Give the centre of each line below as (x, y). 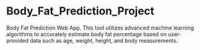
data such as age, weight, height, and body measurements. (104, 40)
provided (18, 40)
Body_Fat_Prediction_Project (80, 11)
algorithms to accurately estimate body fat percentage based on (87, 34)
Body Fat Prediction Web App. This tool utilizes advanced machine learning (100, 28)
